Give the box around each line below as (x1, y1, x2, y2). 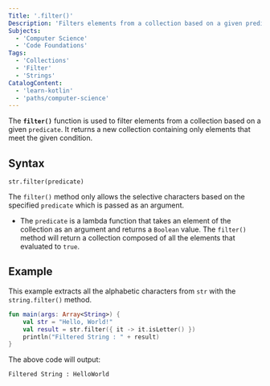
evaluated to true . (19, 242, 80, 252)
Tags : (8, 49, 27, 57)
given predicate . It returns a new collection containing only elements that (8, 125, 251, 134)
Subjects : (8, 27, 42, 35)
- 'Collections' (15, 57, 70, 65)
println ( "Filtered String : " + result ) (22, 333, 160, 341)
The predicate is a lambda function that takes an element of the (19, 216, 231, 226)
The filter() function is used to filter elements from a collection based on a (8, 116, 261, 125)
